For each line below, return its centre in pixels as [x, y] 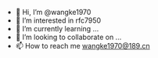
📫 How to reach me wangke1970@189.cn [83, 46]
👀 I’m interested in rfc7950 [58, 20]
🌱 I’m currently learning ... [57, 29]
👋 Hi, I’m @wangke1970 [53, 12]
